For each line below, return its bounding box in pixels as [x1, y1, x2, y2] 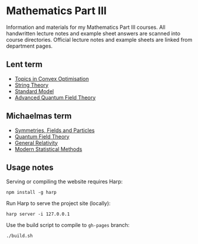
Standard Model [14, 87, 54, 95]
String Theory [14, 81, 49, 88]
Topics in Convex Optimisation [14, 75, 89, 82]
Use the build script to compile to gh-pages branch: [6, 222, 130, 229]
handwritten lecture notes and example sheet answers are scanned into [6, 29, 181, 37]
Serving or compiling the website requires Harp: [6, 178, 123, 185]
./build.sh [6, 233, 33, 239]
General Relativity [14, 139, 58, 146]
